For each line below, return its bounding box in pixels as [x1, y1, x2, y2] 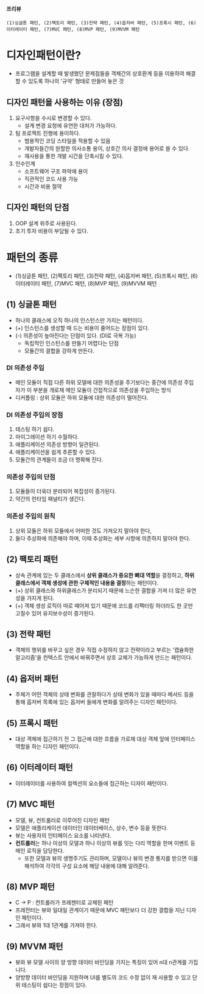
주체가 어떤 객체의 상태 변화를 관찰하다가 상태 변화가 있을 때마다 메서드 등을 [15, 691, 194, 698]
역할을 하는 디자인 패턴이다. [15, 743, 81, 750]
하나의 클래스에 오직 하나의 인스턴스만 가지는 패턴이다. [15, 317, 144, 324]
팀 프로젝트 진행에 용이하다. [15, 129, 81, 136]
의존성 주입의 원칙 [6, 512, 56, 520]
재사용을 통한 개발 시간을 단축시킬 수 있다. [24, 152, 124, 159]
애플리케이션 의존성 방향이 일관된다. [15, 441, 100, 448]
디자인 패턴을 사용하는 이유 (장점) [6, 97, 124, 107]
